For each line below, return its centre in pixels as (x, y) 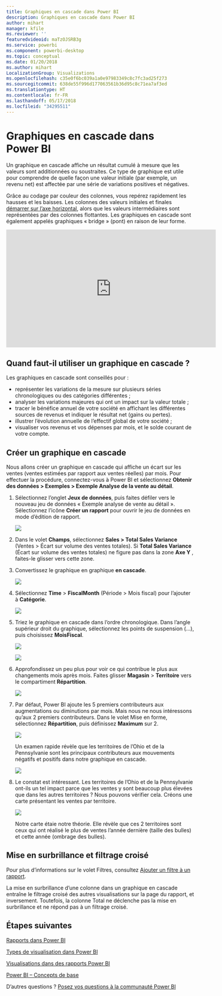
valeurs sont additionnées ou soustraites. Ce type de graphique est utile (95, 172)
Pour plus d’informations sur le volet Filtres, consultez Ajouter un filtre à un (98, 870)
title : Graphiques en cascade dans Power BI (63, 12)
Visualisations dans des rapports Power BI (58, 963)
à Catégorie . (31, 600)
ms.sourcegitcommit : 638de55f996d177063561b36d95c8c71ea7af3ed (87, 84)
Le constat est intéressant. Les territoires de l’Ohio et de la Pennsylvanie (104, 782)
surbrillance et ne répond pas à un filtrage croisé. (67, 907)
